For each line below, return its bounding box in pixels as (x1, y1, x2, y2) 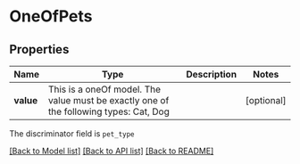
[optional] (245, 94, 287, 106)
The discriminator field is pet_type (9, 128, 136, 139)
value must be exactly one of (47, 94, 170, 106)
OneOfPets (9, 6, 93, 27)
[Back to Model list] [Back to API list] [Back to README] (9, 145, 214, 156)
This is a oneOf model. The (47, 83, 162, 95)
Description (186, 69, 237, 80)
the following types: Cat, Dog (47, 105, 170, 118)
